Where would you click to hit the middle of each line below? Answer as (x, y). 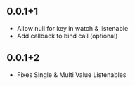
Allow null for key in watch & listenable (72, 28)
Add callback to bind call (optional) (67, 36)
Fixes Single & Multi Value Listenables (71, 74)
